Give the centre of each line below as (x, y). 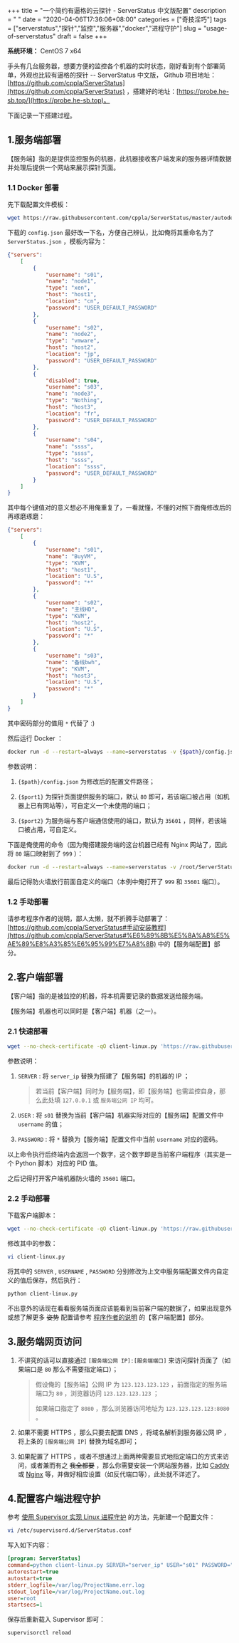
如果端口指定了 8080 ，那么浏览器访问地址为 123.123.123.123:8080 (132, 1408)
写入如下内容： (29, 1545)
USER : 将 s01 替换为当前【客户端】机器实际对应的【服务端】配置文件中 (121, 1115)
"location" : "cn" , (73, 301)
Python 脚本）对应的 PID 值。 (58, 1163)
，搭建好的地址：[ (153, 91)
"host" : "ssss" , (69, 460)
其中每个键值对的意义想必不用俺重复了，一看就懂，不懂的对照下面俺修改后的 (119, 508)
